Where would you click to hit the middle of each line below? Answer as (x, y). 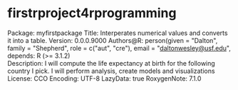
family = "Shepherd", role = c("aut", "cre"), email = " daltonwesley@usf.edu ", (119, 48)
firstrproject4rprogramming (92, 13)
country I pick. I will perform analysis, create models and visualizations (111, 71)
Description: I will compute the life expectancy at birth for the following (111, 63)
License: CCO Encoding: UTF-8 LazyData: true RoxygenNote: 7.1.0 (104, 78)
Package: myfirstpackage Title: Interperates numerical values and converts (118, 33)
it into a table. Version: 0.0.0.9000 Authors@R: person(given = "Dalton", (113, 40)
